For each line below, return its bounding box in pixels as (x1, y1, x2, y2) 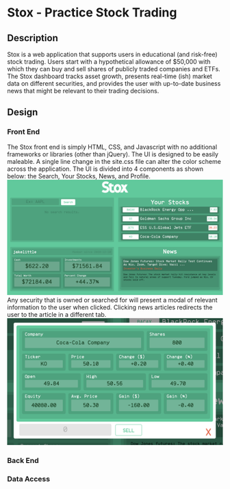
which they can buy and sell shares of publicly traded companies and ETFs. (7, 65, 220, 73)
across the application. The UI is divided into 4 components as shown (7, 165, 204, 173)
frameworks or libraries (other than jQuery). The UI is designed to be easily (7, 150, 219, 158)
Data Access (7, 474, 50, 484)
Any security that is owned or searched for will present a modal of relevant (7, 296, 218, 305)
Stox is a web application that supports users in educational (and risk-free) (7, 50, 218, 58)
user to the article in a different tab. (7, 311, 107, 319)
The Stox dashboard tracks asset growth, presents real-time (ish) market (7, 72, 212, 80)
